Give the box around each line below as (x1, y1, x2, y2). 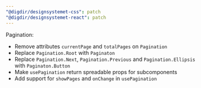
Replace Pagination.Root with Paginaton (14, 49, 116, 56)
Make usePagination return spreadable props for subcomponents (14, 68, 177, 75)
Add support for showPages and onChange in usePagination (14, 75, 157, 82)
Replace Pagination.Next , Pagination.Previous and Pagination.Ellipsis (14, 55, 196, 63)
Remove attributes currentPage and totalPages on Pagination (14, 43, 168, 50)
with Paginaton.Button (14, 61, 70, 69)
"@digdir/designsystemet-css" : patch (5, 8, 101, 15)
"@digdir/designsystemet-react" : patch (5, 14, 107, 20)
